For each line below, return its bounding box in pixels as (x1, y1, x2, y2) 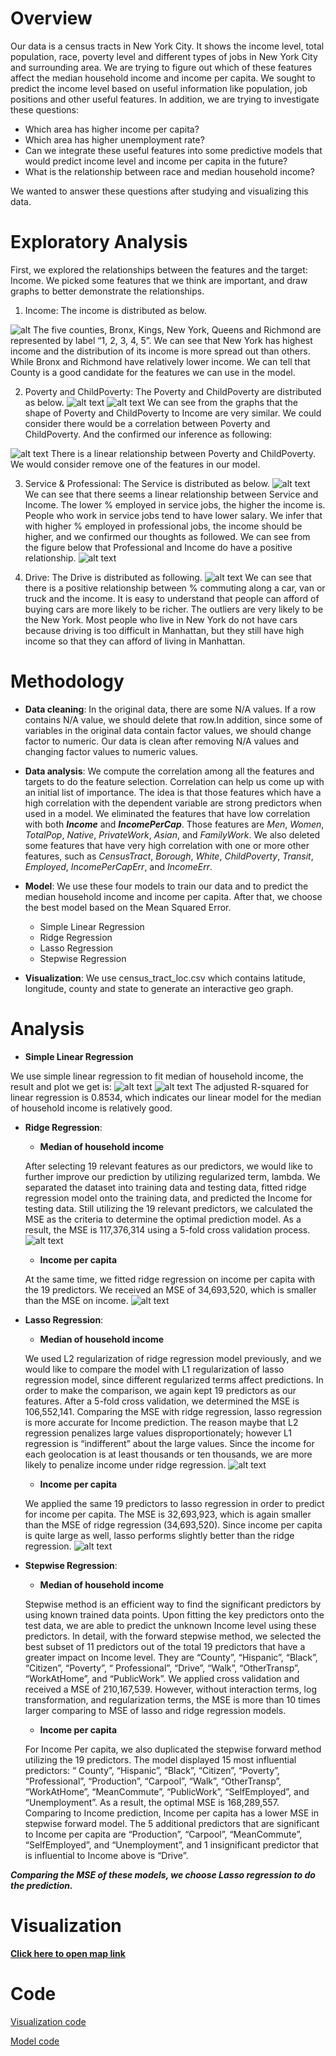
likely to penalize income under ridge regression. (24, 1458, 227, 1471)
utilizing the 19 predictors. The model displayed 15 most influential (24, 1753, 297, 1766)
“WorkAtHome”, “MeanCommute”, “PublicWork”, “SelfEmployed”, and (24, 1785, 310, 1797)
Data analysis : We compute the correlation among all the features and (24, 765, 315, 777)
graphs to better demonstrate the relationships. (10, 285, 205, 297)
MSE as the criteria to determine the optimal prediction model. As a (24, 1213, 302, 1225)
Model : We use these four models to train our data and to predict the (24, 880, 309, 892)
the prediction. (10, 1879, 73, 1891)
